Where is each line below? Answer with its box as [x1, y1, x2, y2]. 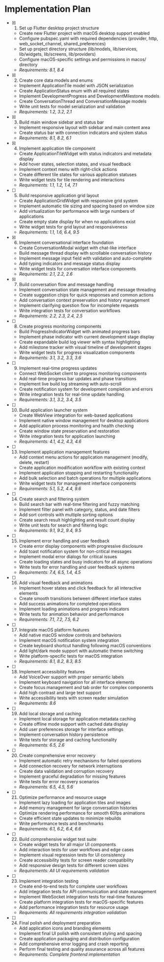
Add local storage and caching [19, 710, 82, 716]
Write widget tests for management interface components [19, 480, 137, 486]
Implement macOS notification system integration [19, 637, 119, 643]
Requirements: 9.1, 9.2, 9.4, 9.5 [19, 527, 82, 533]
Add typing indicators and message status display [19, 260, 121, 266]
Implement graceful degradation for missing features [19, 773, 126, 779]
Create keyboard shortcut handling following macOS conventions [19, 642, 151, 648]
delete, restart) [19, 459, 50, 465]
